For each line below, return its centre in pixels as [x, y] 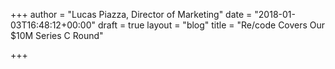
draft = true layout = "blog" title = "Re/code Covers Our [211, 25]
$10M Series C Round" [57, 35]
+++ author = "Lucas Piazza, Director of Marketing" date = [131, 14]
